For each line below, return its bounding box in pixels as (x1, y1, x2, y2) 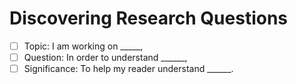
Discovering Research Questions (9, 7, 289, 30)
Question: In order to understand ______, (23, 52, 188, 63)
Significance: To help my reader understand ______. (23, 63, 234, 75)
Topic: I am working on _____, (23, 40, 144, 52)
